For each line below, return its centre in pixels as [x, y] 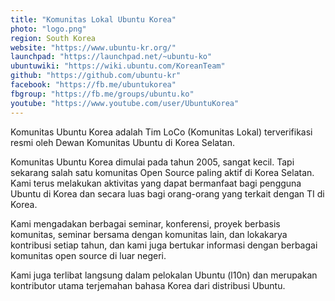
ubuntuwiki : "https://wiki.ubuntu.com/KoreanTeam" [118, 66]
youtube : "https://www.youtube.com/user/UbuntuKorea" [125, 103]
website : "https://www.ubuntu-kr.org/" [93, 47]
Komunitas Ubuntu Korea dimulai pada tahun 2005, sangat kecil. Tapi [152, 162]
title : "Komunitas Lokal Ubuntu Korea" [93, 19]
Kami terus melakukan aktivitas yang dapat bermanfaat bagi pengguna [156, 183]
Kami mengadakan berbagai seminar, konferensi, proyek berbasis [145, 223]
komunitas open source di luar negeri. [88, 255]
